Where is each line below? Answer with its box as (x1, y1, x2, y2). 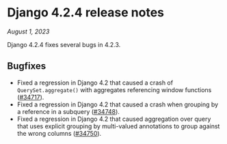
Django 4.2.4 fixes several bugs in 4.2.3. (7, 40, 121, 48)
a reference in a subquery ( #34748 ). (16, 107, 120, 115)
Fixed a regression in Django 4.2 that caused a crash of (16, 78, 173, 87)
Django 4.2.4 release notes (7, 5, 165, 20)
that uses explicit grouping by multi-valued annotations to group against (16, 121, 220, 130)
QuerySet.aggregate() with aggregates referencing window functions (16, 85, 212, 93)
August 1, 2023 (7, 27, 50, 35)
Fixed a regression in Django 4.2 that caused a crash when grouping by (16, 100, 219, 109)
